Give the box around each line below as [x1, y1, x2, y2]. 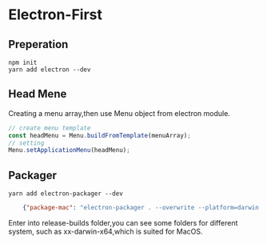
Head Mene [8, 87, 67, 101]
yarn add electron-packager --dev [8, 190, 124, 198]
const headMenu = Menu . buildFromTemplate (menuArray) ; [8, 131, 192, 139]
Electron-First [8, 6, 102, 24]
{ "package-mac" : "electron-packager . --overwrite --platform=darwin [22, 204, 260, 212]
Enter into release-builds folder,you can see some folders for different [8, 218, 238, 227]
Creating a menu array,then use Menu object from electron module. [8, 108, 230, 118]
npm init [8, 58, 38, 66]
